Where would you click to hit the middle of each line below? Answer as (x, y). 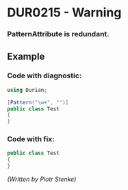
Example (26, 56)
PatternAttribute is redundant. (58, 34)
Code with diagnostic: (44, 75)
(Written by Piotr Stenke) (42, 179)
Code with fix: (31, 139)
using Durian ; (27, 90)
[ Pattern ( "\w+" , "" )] (38, 102)
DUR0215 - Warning (64, 13)
